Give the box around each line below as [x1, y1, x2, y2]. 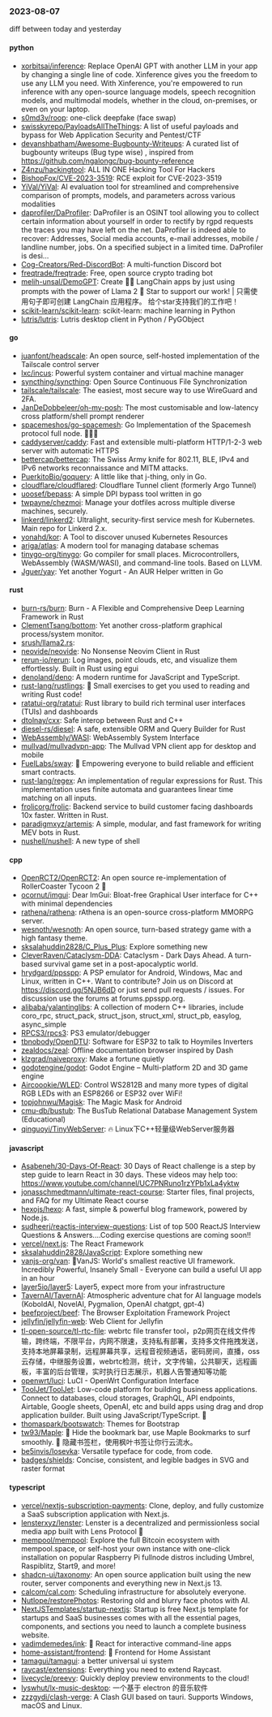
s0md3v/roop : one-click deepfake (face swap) [20, 112, 176, 123]
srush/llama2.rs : [20, 638, 75, 647]
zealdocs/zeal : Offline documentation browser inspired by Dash [20, 1045, 234, 1055]
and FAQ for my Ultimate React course [20, 1196, 149, 1205]
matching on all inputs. [20, 793, 97, 802]
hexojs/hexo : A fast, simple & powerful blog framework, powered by [20, 1204, 248, 1214]
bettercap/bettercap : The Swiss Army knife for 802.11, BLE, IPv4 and [20, 454, 249, 464]
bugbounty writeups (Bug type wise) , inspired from [20, 147, 193, 157]
